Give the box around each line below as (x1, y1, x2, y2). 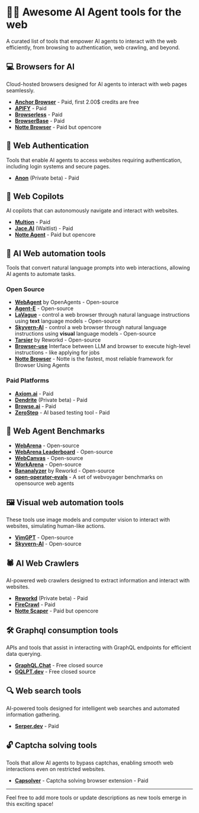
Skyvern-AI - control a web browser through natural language (14, 324, 167, 331)
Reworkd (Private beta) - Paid (14, 595, 88, 602)
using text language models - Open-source (14, 317, 121, 325)
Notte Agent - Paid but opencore (14, 231, 96, 238)
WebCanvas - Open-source (14, 454, 84, 461)
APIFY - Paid (14, 104, 47, 111)
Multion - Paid (14, 219, 50, 226)
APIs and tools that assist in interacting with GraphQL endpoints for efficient (6, 644, 191, 651)
